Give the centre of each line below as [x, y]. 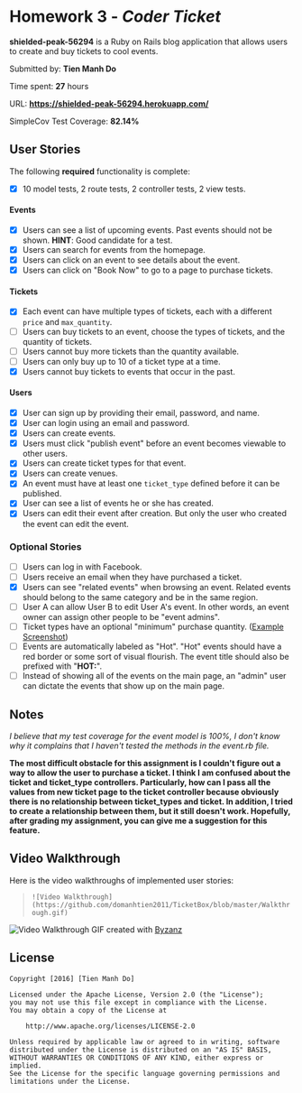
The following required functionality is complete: [100, 171]
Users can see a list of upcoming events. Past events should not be [147, 230]
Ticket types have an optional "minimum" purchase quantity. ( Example [153, 627]
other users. [45, 454]
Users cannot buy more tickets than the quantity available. [131, 351]
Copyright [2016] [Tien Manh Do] [72, 978]
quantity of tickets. [57, 341]
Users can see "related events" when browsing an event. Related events [156, 587]
